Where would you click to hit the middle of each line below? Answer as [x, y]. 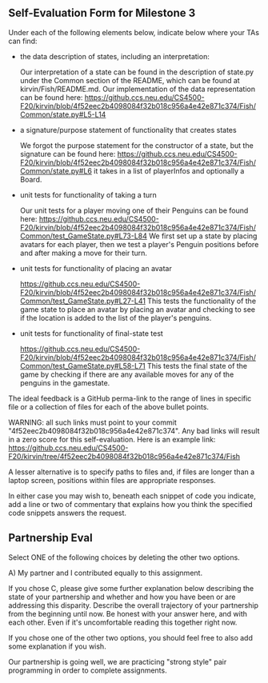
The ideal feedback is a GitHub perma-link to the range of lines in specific [130, 398]
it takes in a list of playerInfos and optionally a [169, 170]
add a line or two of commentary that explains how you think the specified [130, 504]
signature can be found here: [68, 154]
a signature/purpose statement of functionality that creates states [128, 130]
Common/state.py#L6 [56, 170]
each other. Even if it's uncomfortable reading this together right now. [123, 622]
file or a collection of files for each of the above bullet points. [109, 406]
